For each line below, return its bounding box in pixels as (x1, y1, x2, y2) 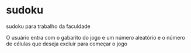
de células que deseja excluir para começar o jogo (6, 40, 127, 47)
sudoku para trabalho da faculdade (6, 23, 91, 30)
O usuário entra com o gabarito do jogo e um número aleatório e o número (6, 34, 185, 41)
